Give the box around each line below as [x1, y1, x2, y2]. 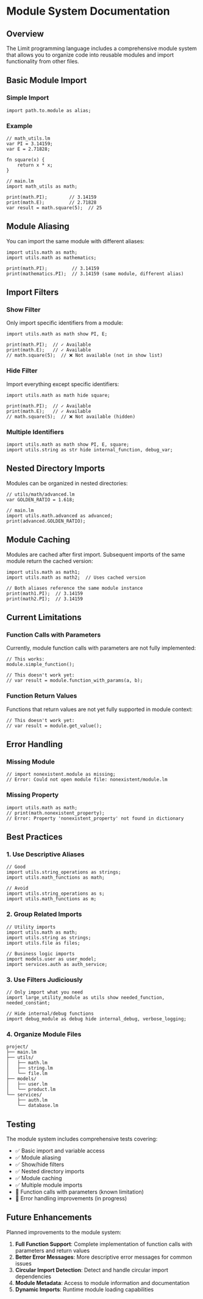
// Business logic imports [6, 950, 75, 957]
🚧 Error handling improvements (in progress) [15, 1195, 127, 1202]
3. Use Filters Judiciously [6, 975, 84, 984]
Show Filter [6, 306, 41, 314]
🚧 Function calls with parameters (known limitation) [15, 1188, 144, 1196]
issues [15, 1259, 32, 1267]
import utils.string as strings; [6, 934, 91, 940]
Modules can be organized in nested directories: [6, 479, 128, 487]
